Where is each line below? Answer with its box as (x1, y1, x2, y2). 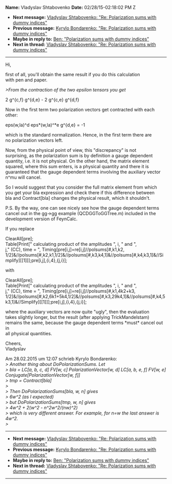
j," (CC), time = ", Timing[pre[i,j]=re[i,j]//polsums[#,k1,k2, (5, 246, 125, 252)
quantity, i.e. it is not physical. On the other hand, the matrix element (5, 158, 149, 164)
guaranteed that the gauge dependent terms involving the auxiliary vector (5, 169, 161, 175)
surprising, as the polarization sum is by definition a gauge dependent (5, 153, 153, 158)
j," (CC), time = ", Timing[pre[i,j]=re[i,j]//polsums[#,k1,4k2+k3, (5, 288, 136, 294)
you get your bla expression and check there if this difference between (5, 190, 155, 196)
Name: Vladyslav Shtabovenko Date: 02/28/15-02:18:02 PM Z (5, 5, 136, 10)
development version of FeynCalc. (5, 216, 78, 222)
